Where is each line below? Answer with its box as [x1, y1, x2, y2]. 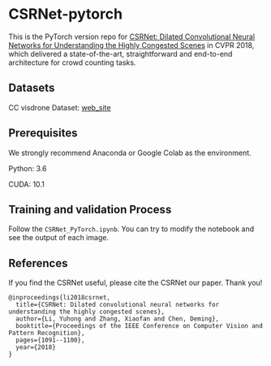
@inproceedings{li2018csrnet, [8, 294, 111, 302]
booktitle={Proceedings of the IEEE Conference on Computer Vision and [15, 322, 264, 330]
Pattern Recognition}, [8, 329, 85, 338]
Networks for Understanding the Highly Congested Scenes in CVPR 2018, [8, 40, 255, 50]
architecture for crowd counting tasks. [8, 58, 136, 67]
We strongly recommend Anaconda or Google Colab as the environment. [8, 148, 252, 157]
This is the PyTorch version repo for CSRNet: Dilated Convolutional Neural [8, 32, 256, 41]
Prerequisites [8, 127, 78, 140]
